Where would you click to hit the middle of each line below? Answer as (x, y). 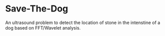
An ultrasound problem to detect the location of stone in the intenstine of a (83, 22)
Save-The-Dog (37, 9)
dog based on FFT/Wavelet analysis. (43, 27)
